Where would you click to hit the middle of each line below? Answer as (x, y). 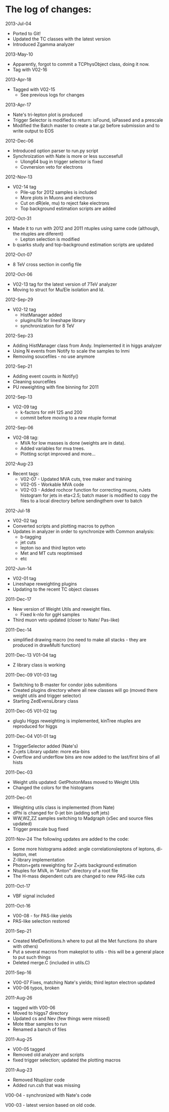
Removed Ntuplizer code (39, 1080)
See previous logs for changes (52, 95)
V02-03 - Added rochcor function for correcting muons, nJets (86, 490)
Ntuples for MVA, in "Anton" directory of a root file (65, 870)
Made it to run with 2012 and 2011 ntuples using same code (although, (86, 228)
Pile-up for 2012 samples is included (58, 192)
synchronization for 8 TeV (47, 326)
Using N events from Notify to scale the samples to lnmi (71, 351)
